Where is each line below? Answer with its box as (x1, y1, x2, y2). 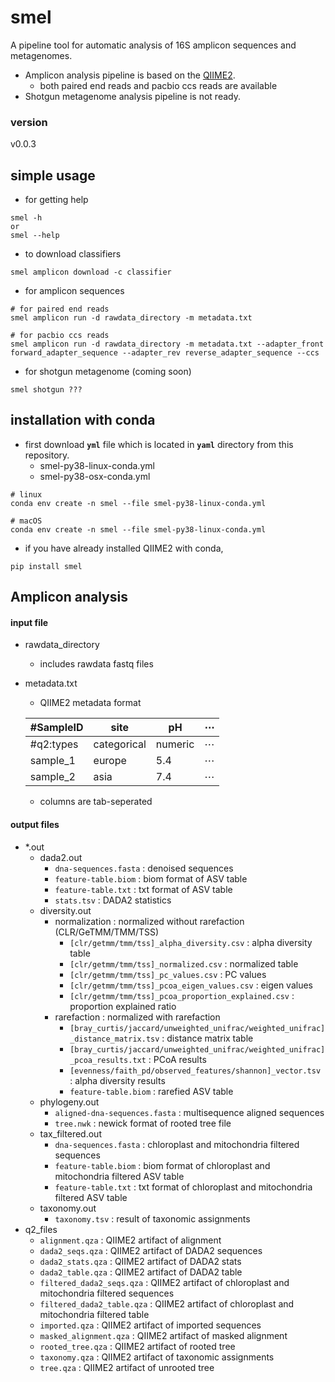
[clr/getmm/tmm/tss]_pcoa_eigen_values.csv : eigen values (69, 979, 314, 991)
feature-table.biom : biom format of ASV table (54, 872, 248, 885)
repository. (24, 449, 70, 461)
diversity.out (39, 904, 92, 916)
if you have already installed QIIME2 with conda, (24, 542, 224, 554)
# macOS (10, 516, 43, 526)
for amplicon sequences (24, 285, 125, 297)
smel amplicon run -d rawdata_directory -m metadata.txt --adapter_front (10, 339, 325, 350)
